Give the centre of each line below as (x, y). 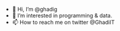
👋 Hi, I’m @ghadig (35, 9)
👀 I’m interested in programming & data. (62, 15)
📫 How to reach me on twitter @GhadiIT (63, 22)
